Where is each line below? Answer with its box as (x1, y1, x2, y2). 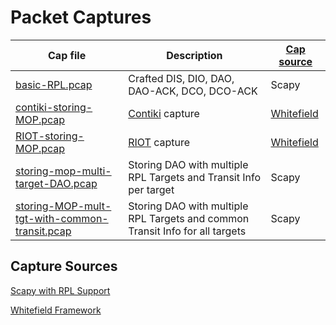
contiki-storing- (15, 100, 93, 114)
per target (128, 182, 175, 196)
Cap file (48, 48, 87, 62)
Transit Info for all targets (128, 224, 247, 238)
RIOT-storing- (15, 129, 85, 143)
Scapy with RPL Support (10, 284, 111, 296)
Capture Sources (10, 258, 118, 275)
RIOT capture (128, 135, 191, 149)
